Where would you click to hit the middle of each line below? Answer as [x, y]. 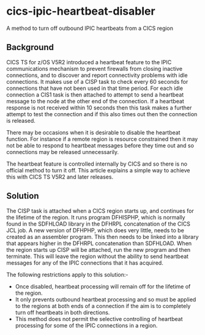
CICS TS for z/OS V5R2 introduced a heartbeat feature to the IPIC [89, 62]
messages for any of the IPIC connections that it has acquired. [85, 263]
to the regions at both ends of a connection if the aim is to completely [103, 306]
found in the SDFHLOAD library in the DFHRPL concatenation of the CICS [99, 224]
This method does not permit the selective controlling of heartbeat [99, 318]
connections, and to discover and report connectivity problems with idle [97, 75]
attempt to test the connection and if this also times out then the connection [102, 114]
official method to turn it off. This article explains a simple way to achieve [98, 170]
